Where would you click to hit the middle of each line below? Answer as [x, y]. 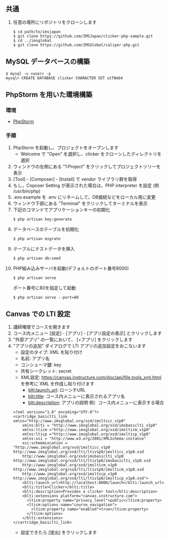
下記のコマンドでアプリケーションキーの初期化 [61, 209]
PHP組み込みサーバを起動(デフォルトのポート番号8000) [71, 268]
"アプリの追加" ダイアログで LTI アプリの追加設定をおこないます [79, 346]
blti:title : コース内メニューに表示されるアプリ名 [76, 396]
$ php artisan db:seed [37, 258]
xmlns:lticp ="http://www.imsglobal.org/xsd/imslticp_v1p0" [87, 434]
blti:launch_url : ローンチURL [57, 390]
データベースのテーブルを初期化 [46, 229]
